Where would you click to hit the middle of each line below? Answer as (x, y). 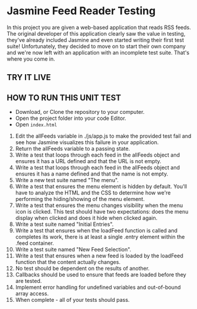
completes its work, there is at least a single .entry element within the (100, 237)
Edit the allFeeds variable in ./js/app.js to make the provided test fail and (103, 136)
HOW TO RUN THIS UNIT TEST (64, 98)
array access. (32, 294)
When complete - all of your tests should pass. (72, 300)
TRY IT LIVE (29, 77)
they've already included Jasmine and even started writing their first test (96, 40)
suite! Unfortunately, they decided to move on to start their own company (96, 46)
